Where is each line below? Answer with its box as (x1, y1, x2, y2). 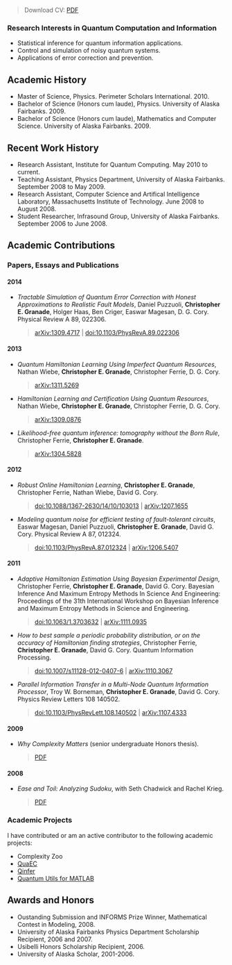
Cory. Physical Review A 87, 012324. (17, 529, 121, 538)
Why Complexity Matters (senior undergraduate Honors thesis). (17, 740, 199, 748)
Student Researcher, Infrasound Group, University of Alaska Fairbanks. (17, 212, 220, 220)
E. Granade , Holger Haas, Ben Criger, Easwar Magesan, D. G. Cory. (17, 308, 209, 316)
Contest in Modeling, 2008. (17, 920, 96, 928)
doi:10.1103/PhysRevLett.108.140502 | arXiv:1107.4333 (34, 709, 187, 717)
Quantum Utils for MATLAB (17, 874, 95, 882)
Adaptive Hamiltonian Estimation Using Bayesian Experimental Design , (17, 575, 220, 583)
